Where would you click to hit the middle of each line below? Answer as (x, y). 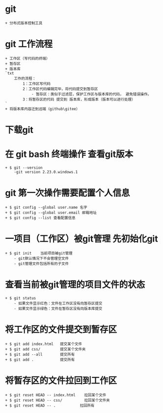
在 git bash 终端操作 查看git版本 (69, 154)
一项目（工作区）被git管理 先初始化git (81, 239)
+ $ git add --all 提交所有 (40, 354)
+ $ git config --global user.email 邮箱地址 (51, 213)
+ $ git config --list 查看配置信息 (40, 218)
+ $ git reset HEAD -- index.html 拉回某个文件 (56, 395)
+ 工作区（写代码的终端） (27, 58)
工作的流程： (25, 78)
